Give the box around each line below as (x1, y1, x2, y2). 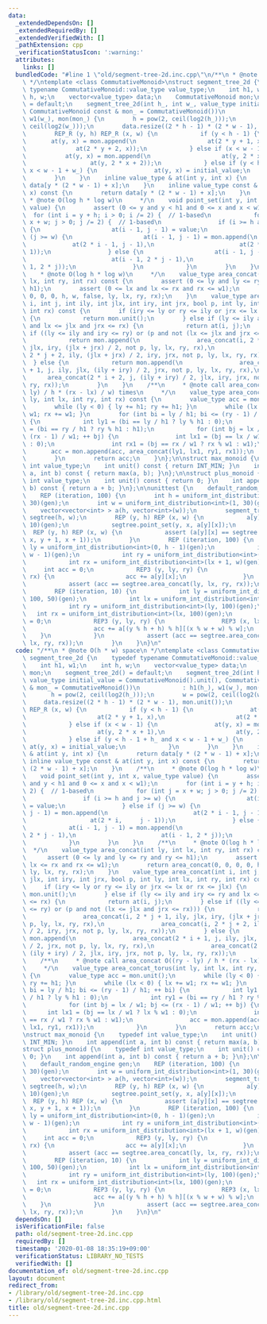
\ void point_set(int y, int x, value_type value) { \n (22, 772, 219, 780)
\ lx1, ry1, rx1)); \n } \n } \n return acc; (22, 1023, 254, 1031)
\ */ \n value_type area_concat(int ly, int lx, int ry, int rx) (22, 846, 254, 854)
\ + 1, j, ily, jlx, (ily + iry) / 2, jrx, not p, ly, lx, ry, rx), (22, 366, 254, 374)
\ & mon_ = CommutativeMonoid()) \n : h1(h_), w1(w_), (22, 684, 244, 692)
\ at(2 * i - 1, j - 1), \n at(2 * (22, 241, 261, 249)
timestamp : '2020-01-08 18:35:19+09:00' (15, 1245, 151, 1253)
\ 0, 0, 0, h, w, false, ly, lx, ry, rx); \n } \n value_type (22, 292, 247, 300)
